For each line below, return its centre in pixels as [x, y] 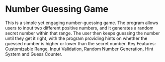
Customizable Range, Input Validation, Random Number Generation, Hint [79, 49]
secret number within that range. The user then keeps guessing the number [82, 33]
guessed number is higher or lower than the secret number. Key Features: [81, 43]
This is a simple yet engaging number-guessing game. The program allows [82, 23]
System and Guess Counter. [34, 54]
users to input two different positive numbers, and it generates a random [79, 28]
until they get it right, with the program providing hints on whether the [76, 38]
